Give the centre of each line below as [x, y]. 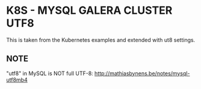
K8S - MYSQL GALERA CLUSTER [89, 11]
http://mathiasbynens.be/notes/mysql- [142, 73]
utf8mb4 [17, 79]
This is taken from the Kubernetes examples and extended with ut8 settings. [101, 40]
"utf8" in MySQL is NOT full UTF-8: [50, 73]
